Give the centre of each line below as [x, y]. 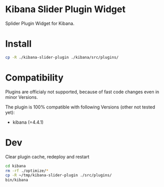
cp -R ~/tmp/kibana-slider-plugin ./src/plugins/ [59, 175]
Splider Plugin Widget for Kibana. [40, 23]
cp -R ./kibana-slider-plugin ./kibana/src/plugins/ [62, 57]
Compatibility [34, 78]
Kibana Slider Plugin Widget [65, 9]
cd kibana [16, 166]
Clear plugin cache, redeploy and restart [47, 157]
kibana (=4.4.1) [28, 122]
